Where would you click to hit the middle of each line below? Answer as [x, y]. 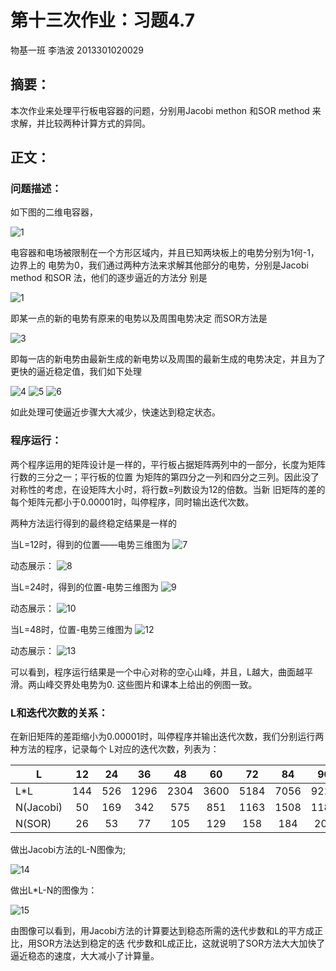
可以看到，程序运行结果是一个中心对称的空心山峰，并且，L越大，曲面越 [157, 672]
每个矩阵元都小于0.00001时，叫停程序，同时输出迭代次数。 [132, 502]
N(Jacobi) [39, 808]
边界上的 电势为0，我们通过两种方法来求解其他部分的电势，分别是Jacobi [159, 265]
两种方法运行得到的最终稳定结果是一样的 [93, 523]
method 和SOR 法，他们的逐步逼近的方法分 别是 [109, 278]
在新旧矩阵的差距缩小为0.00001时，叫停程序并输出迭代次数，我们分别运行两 [167, 737]
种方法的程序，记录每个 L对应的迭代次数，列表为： [115, 749]
